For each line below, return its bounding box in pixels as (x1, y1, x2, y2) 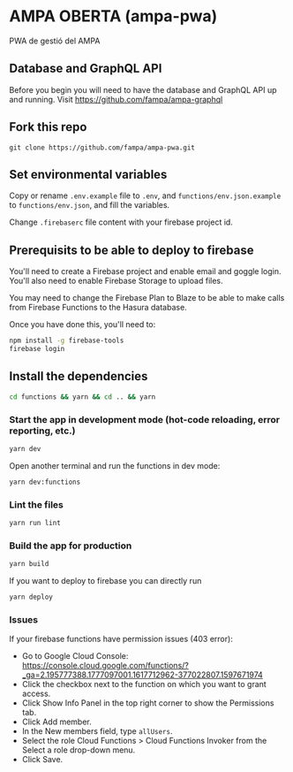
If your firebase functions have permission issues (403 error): (9, 634, 234, 645)
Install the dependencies (9, 369, 148, 384)
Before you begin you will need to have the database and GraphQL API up (9, 84, 277, 95)
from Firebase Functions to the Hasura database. (9, 302, 187, 313)
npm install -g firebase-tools (9, 336, 124, 346)
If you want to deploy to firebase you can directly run (9, 576, 202, 586)
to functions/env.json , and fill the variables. (9, 200, 170, 210)
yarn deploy (9, 592, 53, 602)
